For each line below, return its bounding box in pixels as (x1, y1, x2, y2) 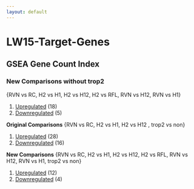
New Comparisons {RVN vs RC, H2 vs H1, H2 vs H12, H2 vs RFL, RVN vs (6, 151, 188, 158)
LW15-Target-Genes (6, 35, 110, 48)
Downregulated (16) (15, 139, 65, 146)
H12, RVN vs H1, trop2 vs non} (6, 157, 82, 164)
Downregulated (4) (15, 175, 62, 182)
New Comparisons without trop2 (6, 77, 104, 85)
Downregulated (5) (15, 109, 62, 116)
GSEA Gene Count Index (6, 59, 100, 70)
